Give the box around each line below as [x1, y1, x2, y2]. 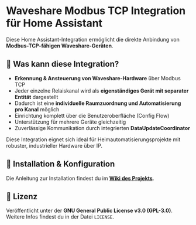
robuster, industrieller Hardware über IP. [6, 142, 103, 149]
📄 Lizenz [6, 192, 38, 202]
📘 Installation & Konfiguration [6, 159, 115, 169]
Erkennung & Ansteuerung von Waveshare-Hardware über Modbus [14, 74, 181, 81]
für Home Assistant [6, 16, 103, 30]
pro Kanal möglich [14, 105, 60, 112]
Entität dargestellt [14, 93, 59, 100]
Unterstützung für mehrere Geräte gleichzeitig [14, 118, 126, 125]
